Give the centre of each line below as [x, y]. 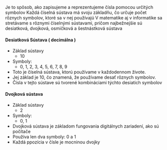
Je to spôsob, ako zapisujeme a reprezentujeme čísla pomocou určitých [79, 7]
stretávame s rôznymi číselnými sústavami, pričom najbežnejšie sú [74, 23]
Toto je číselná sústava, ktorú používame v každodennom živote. [79, 72]
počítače [21, 132]
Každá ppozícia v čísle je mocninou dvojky [56, 142]
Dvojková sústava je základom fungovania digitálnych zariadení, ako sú [85, 126]
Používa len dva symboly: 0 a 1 [44, 137]
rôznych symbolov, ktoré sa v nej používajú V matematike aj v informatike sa [84, 18]
